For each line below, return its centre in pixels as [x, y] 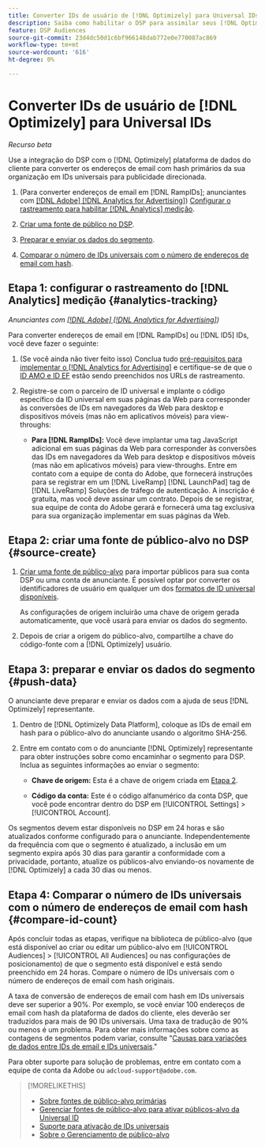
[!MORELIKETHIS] [56, 1086]
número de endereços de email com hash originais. [91, 981]
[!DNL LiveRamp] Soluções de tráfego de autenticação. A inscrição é [143, 490]
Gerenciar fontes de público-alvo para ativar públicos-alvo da [139, 1110]
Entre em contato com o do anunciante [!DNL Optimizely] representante [136, 748]
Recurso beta [30, 144]
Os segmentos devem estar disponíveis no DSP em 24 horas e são [116, 828]
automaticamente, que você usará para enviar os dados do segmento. [134, 621]
